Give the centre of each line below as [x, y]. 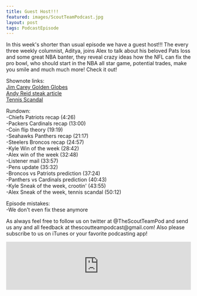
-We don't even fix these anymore [47, 210]
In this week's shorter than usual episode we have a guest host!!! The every [97, 45]
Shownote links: [26, 81]
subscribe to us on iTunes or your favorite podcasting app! [77, 234]
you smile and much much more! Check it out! [62, 70]
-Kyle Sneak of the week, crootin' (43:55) [56, 186]
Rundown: [18, 111]
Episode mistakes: [28, 204]
